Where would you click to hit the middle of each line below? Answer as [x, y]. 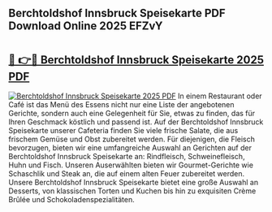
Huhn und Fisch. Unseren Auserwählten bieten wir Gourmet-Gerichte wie [131, 165]
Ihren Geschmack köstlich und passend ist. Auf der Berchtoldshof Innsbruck [136, 122]
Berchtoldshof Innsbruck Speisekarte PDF [117, 13]
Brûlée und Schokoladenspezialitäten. [72, 199]
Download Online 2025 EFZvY [86, 26]
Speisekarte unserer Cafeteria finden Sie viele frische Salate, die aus [123, 130]
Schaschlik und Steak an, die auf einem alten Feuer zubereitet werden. [127, 173]
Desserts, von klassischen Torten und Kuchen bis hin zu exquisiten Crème [132, 191]
